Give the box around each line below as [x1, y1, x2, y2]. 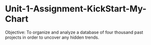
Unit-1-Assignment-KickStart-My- [5, 3, 147, 14]
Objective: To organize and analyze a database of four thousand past [5, 29, 143, 35]
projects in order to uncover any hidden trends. [5, 34, 100, 40]
